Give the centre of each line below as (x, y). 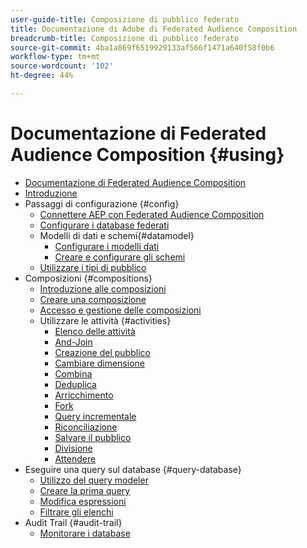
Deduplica (75, 384)
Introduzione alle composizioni (103, 288)
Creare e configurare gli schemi (120, 257)
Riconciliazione (86, 427)
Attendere (75, 458)
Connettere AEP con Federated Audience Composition (152, 214)
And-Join (73, 342)
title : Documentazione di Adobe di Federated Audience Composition (154, 29)
